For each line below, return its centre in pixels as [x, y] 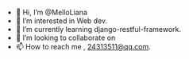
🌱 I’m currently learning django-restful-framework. [98, 29]
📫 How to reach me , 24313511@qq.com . [83, 47]
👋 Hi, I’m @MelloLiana [51, 12]
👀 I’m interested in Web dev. [62, 21]
